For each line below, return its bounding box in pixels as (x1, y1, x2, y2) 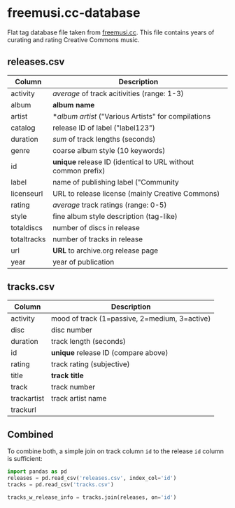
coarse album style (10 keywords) (52, 145, 166, 155)
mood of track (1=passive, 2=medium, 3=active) (51, 314, 211, 323)
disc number (51, 325, 92, 335)
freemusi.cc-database (7, 5, 141, 21)
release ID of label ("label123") (52, 123, 155, 133)
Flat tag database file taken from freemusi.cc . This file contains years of (7, 28, 215, 36)
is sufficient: (7, 455, 43, 463)
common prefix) (52, 166, 106, 175)
